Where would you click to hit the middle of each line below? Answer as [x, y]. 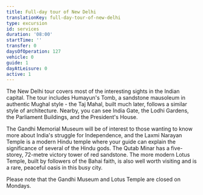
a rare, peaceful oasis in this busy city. [55, 168]
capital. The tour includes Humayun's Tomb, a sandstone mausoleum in [96, 98]
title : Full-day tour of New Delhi [51, 12]
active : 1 [19, 74]
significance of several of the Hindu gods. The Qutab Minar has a [88, 148]
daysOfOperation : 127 [34, 52]
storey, [15, 155]
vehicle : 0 [20, 57]
